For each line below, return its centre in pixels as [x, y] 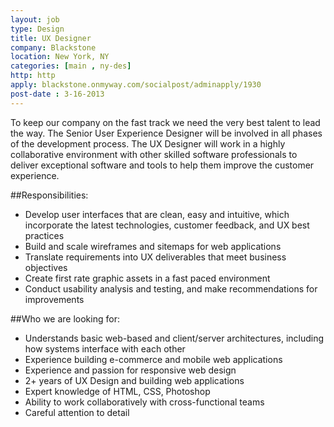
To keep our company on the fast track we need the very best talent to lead [165, 122]
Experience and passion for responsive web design [130, 370]
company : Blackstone [53, 47]
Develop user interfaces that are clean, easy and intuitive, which [157, 214]
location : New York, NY [60, 57]
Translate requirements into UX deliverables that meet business [155, 257]
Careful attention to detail [77, 412]
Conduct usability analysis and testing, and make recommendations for [171, 288]
